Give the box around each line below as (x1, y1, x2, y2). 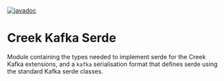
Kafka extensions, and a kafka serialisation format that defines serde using (7, 60, 218, 68)
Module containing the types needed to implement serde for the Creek (7, 52, 206, 61)
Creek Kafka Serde (7, 31, 116, 46)
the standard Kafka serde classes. (7, 67, 103, 75)
